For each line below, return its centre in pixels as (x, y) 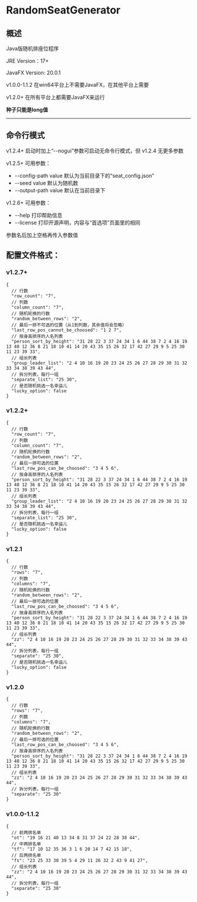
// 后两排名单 (26, 855)
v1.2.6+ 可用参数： (28, 202)
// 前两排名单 (26, 833)
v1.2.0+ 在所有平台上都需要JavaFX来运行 (55, 97)
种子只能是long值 (27, 110)
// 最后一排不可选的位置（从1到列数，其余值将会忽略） (69, 325)
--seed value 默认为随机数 (46, 183)
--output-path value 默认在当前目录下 (60, 190)
